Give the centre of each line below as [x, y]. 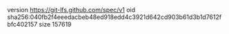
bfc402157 [22, 24]
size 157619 [55, 24]
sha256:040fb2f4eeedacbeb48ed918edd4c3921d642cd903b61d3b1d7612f [114, 17]
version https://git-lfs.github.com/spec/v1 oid [71, 10]
